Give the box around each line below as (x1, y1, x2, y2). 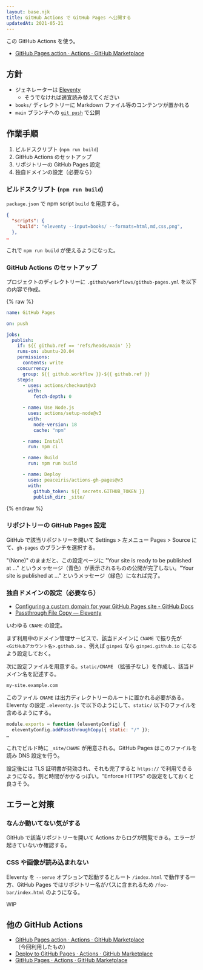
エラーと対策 (6, 799, 55, 810)
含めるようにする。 (6, 709, 55, 717)
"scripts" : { (12, 218, 45, 224)
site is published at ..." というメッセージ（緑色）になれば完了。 (6, 572, 164, 579)
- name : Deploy (22, 471, 61, 477)
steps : (17, 377, 34, 383)
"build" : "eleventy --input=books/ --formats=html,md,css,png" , (17, 224, 183, 230)
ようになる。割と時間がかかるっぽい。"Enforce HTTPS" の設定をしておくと (6, 772, 195, 779)
